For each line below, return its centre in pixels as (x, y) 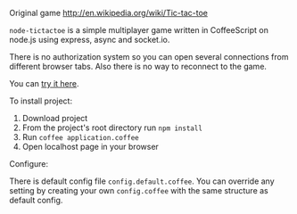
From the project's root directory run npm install (112, 128)
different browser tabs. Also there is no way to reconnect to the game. (138, 66)
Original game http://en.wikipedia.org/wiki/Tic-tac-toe (108, 13)
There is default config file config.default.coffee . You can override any (142, 181)
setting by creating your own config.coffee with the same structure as (139, 190)
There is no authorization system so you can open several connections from (149, 57)
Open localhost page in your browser (90, 147)
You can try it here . (44, 83)
